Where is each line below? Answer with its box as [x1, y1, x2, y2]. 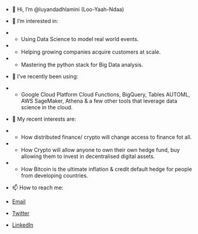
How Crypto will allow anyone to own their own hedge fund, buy [20, 147, 181, 153]
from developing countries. [20, 172, 88, 179]
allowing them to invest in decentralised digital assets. [20, 153, 155, 160]
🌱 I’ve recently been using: [11, 73, 78, 80]
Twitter [11, 210, 30, 217]
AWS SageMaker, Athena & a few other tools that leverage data [20, 97, 178, 104]
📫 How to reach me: [11, 184, 64, 191]
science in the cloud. [20, 104, 73, 111]
